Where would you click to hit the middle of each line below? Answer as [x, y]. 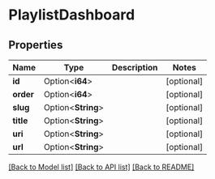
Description [135, 68]
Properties [36, 45]
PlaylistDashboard [72, 15]
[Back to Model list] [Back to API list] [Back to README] [101, 167]
